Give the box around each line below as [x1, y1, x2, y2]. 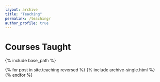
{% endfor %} [5, 72, 33, 78]
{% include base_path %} [5, 58, 56, 64]
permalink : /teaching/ [5, 16, 51, 21]
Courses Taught [5, 42, 71, 52]
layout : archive [5, 7, 38, 12]
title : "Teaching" [5, 12, 42, 16]
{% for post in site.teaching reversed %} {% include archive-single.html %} [5, 67, 155, 73]
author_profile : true [5, 20, 49, 26]
